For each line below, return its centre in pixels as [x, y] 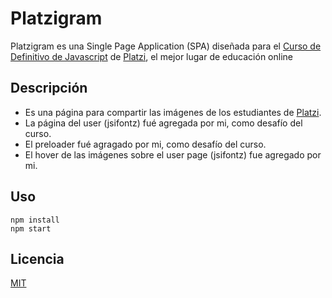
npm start [31, 228]
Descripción [49, 88]
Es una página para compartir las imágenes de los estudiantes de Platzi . [173, 112]
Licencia [37, 258]
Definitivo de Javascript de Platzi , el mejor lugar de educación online [151, 56]
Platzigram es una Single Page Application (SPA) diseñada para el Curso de [166, 46]
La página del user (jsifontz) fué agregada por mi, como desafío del [163, 123]
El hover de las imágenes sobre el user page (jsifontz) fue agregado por [173, 154]
